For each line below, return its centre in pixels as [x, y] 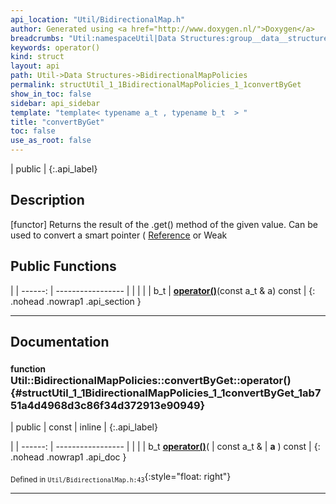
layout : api [35, 66]
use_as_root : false [51, 141]
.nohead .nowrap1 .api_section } [76, 301]
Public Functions [63, 266]
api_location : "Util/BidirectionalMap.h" [98, 19]
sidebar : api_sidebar [55, 103]
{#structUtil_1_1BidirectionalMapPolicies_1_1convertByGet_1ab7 [166, 393]
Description [47, 200]
